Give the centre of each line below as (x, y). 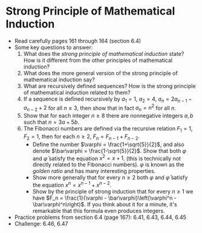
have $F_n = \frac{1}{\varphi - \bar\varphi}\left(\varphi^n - (104, 198)
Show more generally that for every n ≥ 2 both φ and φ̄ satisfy (110, 178)
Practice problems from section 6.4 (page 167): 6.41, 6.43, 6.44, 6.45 (100, 217)
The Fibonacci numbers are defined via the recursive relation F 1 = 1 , (108, 129)
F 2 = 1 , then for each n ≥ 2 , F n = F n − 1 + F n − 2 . (82, 137)
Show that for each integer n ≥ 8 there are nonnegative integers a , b (108, 116)
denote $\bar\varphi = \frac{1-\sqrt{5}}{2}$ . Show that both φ (109, 150)
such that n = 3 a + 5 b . (51, 122)
